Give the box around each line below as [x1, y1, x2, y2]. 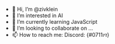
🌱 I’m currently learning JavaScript [11, 18, 98, 25]
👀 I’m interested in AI [11, 12, 63, 19]
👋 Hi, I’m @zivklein [11, 6, 58, 12]
